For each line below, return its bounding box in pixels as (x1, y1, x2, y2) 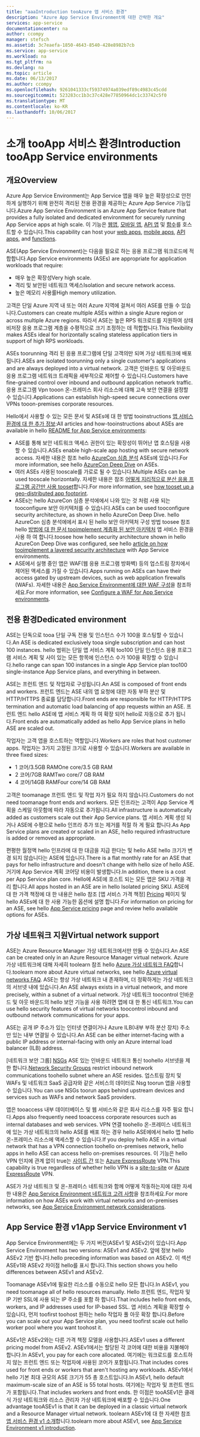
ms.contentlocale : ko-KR (6, 103, 68, 110)
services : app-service (6, 20, 63, 26)
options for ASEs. (6, 911, 49, 919)
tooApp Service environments (6, 150, 158, 164)
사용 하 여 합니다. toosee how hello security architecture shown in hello (14, 533, 186, 541)
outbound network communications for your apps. (6, 1012, 130, 1019)
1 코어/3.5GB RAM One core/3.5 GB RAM (14, 763, 113, 771)
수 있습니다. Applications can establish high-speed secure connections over (6, 394, 190, 401)
